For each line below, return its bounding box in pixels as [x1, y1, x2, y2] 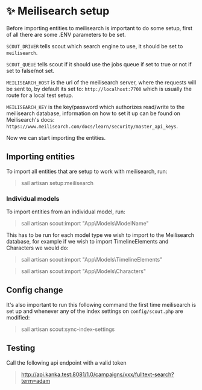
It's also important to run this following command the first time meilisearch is [6, 301, 197, 308]
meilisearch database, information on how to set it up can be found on [6, 110, 181, 117]
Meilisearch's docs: [6, 116, 55, 123]
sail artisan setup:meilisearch [21, 179, 94, 186]
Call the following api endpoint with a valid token [6, 359, 127, 366]
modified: [6, 313, 30, 321]
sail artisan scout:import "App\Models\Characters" [21, 268, 147, 275]
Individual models [6, 194, 60, 203]
